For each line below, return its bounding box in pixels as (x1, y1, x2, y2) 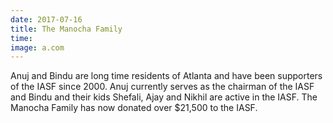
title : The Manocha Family (10, 24, 123, 34)
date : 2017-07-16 (10, 14, 83, 25)
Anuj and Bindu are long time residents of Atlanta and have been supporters (10, 70, 323, 82)
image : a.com (10, 42, 65, 53)
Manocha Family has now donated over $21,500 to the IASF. (10, 102, 258, 114)
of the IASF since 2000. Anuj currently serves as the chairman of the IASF (10, 81, 315, 93)
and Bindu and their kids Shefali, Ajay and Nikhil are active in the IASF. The (10, 91, 318, 103)
